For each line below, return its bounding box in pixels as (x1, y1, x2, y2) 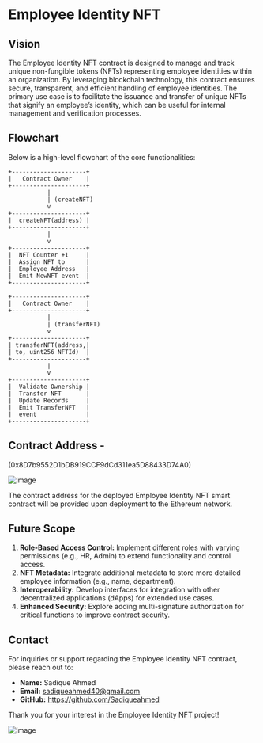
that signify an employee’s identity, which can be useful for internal (8, 101, 227, 109)
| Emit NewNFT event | (8, 272, 90, 280)
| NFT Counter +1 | (8, 251, 90, 259)
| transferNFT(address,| (8, 341, 90, 349)
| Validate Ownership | (8, 383, 90, 391)
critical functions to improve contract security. (19, 610, 171, 619)
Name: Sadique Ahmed (19, 678, 96, 688)
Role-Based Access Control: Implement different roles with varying (19, 543, 240, 552)
